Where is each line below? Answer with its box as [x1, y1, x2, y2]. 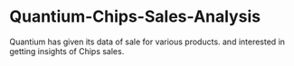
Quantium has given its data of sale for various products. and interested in [9, 36, 286, 47]
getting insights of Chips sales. [9, 45, 125, 56]
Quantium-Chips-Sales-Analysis [9, 6, 261, 27]
